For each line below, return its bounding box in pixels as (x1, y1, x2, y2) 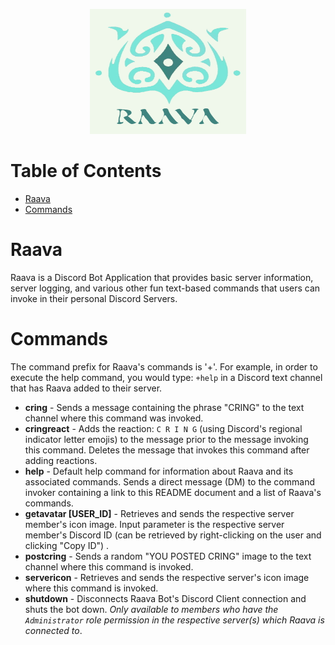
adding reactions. (24, 454, 98, 466)
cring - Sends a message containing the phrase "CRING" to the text (24, 401, 305, 413)
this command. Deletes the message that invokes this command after (24, 444, 310, 456)
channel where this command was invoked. (24, 412, 204, 424)
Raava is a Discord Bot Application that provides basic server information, (10, 271, 314, 283)
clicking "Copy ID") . (24, 539, 110, 551)
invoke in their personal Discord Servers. (10, 292, 178, 304)
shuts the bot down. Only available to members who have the (24, 603, 279, 615)
